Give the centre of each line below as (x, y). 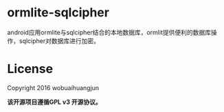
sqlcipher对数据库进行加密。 (59, 41)
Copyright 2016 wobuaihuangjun (53, 87)
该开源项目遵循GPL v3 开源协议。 (54, 102)
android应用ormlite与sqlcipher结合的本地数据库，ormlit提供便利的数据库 (109, 32)
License (30, 69)
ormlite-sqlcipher (58, 13)
